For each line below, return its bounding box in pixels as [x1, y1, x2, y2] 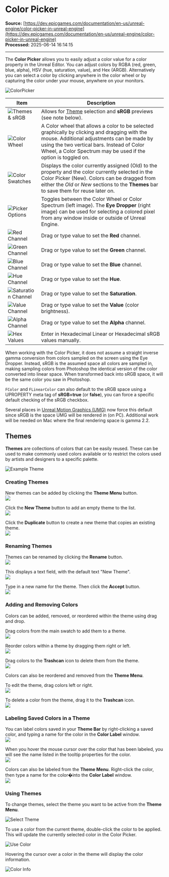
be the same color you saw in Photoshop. [5, 376, 92, 382]
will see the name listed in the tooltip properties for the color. [5, 751, 131, 757]
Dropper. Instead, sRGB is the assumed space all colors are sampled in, [5, 360, 153, 366]
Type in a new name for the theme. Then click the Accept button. [5, 583, 141, 590]
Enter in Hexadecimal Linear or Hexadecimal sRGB [41, 330, 160, 337]
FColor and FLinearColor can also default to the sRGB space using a [5, 386, 146, 392]
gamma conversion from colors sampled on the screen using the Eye [5, 355, 148, 361]
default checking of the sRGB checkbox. [5, 397, 89, 403]
